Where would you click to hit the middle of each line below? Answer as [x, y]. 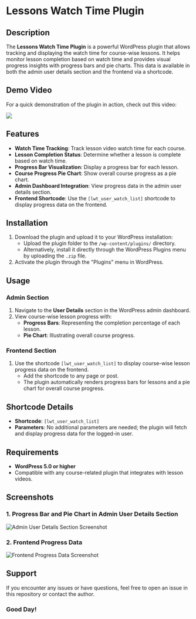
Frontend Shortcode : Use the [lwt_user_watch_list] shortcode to [95, 198]
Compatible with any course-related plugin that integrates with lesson [99, 473]
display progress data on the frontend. [61, 204]
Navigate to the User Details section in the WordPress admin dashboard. [102, 310]
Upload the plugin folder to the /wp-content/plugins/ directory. [99, 243]
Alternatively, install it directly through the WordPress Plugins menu [105, 250]
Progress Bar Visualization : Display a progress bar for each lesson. [97, 167]
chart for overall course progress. [64, 388]
